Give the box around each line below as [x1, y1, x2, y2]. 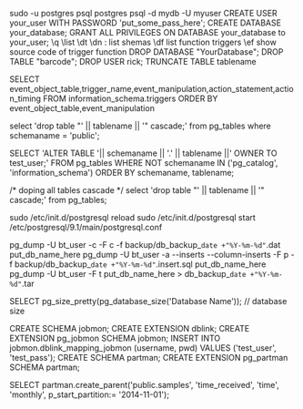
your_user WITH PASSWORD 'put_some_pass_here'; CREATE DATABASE [9, 17, 282, 28]
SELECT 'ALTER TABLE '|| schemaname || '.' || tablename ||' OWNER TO [9, 148, 278, 158]
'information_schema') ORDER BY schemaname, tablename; [9, 168, 235, 178]
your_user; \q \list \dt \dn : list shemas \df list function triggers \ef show [9, 36, 278, 47]
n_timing [9, 93, 42, 104]
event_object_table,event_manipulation [9, 103, 155, 113]
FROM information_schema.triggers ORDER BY [43, 93, 218, 104]
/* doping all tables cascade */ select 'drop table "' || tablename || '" [9, 185, 266, 195]
